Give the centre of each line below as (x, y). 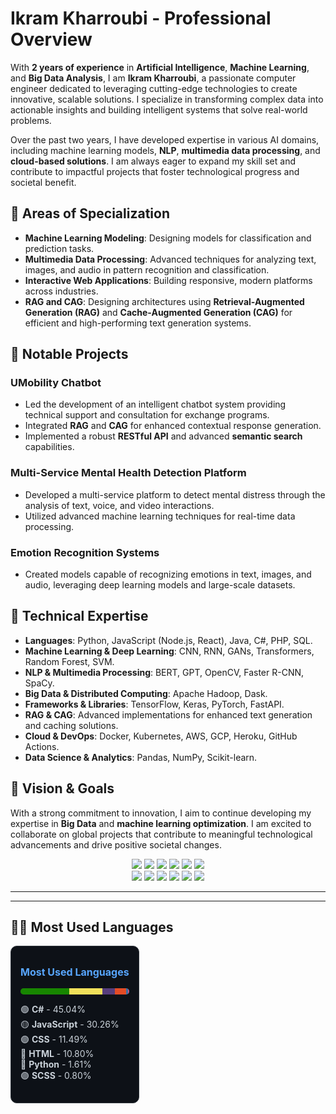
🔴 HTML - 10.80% (57, 1054)
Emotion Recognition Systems (85, 552)
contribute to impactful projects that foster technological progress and (155, 171)
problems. (31, 120)
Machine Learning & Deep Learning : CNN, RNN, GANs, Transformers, (169, 651)
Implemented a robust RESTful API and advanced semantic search (163, 436)
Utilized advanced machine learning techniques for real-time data (160, 516)
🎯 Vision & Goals (62, 788)
